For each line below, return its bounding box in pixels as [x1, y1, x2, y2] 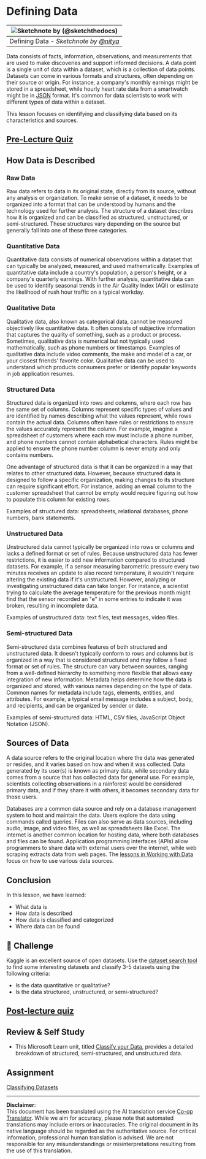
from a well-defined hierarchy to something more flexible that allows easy [6, 669, 193, 676]
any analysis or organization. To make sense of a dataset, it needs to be [6, 194, 188, 202]
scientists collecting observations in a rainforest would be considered [6, 780, 182, 787]
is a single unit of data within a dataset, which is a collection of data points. [6, 66, 196, 73]
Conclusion [6, 875, 51, 886]
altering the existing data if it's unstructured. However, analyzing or [6, 576, 176, 583]
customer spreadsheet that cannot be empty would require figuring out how [6, 489, 198, 496]
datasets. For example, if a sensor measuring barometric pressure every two [6, 563, 200, 570]
